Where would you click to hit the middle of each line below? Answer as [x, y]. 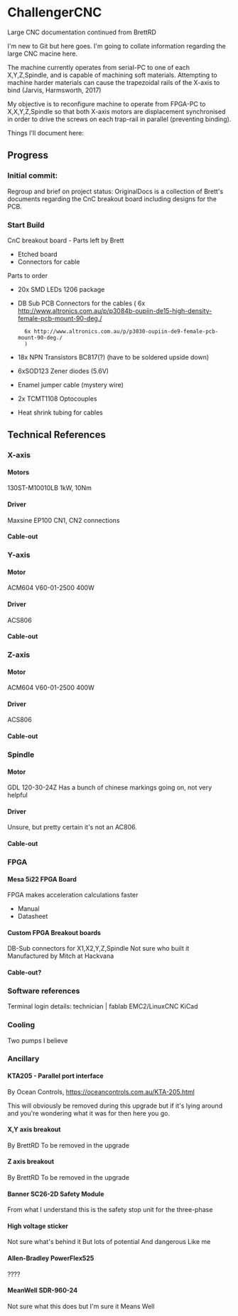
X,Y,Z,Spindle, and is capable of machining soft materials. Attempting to [113, 75]
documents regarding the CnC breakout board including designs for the [112, 199]
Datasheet [33, 917]
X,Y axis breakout [34, 1129]
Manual [29, 909]
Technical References [57, 435]
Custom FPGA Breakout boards [54, 932]
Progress [28, 155]
